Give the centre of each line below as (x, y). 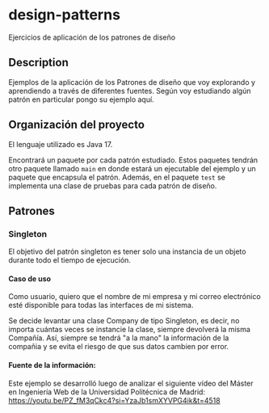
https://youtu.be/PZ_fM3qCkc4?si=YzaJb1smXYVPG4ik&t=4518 (114, 400)
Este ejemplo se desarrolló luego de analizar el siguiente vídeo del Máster (131, 383)
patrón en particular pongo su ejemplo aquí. (82, 99)
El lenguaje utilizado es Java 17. (61, 144)
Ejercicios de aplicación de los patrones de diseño (92, 37)
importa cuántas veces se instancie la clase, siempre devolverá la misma (129, 330)
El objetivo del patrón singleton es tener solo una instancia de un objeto (127, 251)
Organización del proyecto (77, 125)
